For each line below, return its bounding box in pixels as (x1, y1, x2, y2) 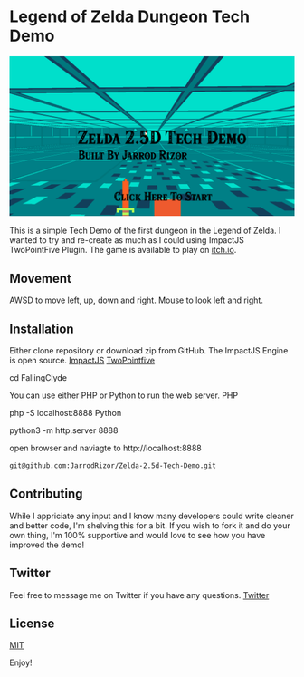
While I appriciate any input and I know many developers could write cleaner (9, 510, 294, 521)
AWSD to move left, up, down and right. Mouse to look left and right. (9, 295, 264, 305)
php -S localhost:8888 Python (9, 408, 122, 419)
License (9, 615, 55, 631)
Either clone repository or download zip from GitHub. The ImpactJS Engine (9, 345, 289, 356)
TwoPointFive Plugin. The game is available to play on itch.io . (9, 245, 237, 256)
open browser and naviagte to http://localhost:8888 (9, 442, 202, 454)
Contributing (9, 487, 83, 502)
